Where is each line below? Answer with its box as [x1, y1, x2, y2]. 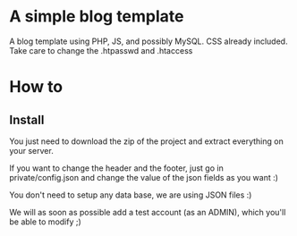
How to [9, 77, 64, 97]
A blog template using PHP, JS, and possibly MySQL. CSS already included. [9, 36, 288, 46]
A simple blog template [9, 6, 185, 27]
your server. [9, 145, 54, 156]
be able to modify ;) [9, 216, 82, 227]
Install [9, 112, 45, 127]
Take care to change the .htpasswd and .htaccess [9, 45, 193, 55]
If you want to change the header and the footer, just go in [9, 163, 224, 173]
